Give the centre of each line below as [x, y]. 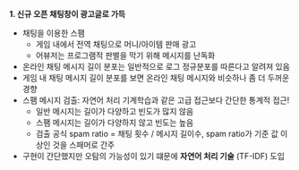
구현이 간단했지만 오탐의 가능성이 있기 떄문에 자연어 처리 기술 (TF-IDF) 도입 [153, 156]
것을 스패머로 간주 [84, 145]
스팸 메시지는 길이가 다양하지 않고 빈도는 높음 [115, 123]
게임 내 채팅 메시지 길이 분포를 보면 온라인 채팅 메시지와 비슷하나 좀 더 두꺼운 [156, 78]
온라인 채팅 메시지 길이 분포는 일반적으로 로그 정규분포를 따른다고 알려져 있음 [156, 67]
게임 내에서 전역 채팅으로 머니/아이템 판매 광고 [116, 44]
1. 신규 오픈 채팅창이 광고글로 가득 [68, 14]
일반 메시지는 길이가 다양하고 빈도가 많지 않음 [115, 111]
